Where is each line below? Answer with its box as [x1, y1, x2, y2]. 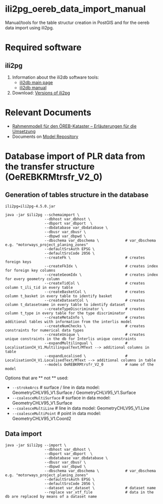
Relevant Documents [5, 107, 92, 118]
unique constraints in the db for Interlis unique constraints [5, 336, 137, 341]
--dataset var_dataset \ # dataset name [44, 485, 156, 490]
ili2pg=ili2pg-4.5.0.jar [5, 204, 56, 209]
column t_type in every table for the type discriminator [5, 310, 125, 316]
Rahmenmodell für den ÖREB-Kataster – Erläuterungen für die [12, 123, 137, 129]
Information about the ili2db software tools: [12, 74, 99, 80]
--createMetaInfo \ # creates [44, 315, 145, 320]
